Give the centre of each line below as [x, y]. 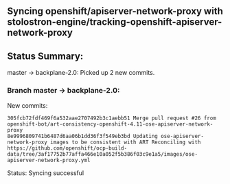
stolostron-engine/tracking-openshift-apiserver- [115, 22]
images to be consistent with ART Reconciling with [126, 142]
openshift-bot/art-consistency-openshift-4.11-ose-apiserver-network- [110, 124]
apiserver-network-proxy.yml [49, 160]
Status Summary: [45, 56]
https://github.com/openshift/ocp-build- [67, 148]
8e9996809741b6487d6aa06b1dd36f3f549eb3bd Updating [82, 136]
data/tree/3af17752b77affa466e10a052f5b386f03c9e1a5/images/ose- [102, 154]
